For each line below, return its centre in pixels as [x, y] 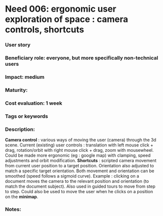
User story [18, 45]
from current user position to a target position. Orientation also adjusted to [80, 166]
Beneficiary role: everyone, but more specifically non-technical [81, 58]
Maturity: [16, 90]
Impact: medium [25, 77]
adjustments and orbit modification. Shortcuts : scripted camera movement [81, 161]
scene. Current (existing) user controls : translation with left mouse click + [79, 145]
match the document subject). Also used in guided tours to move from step [80, 186]
